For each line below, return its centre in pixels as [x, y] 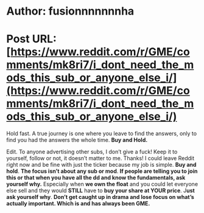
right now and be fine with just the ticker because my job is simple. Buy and [101, 165]
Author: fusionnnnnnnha [70, 11]
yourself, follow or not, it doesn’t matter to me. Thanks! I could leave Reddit [100, 158]
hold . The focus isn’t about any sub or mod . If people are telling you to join [102, 171]
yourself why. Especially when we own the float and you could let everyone [102, 184]
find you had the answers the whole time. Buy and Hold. [77, 140]
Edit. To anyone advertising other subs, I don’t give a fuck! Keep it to [92, 152]
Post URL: [31, 39]
